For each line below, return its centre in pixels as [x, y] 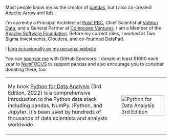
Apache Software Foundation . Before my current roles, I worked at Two [80, 33]
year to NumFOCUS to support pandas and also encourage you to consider [84, 64]
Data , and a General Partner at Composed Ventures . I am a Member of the [83, 28]
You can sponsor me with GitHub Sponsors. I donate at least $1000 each [82, 59]
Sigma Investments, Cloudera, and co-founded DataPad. [65, 39]
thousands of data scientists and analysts [58, 118]
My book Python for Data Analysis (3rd [55, 86]
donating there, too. [26, 69]
